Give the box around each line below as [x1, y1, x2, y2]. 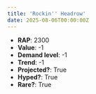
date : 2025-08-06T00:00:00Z [7, 17, 90, 24]
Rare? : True [17, 80, 52, 88]
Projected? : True [17, 65, 67, 74]
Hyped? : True [17, 72, 58, 81]
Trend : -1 [17, 58, 44, 66]
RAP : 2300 [17, 36, 50, 44]
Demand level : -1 [17, 50, 68, 59]
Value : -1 [17, 43, 44, 52]
